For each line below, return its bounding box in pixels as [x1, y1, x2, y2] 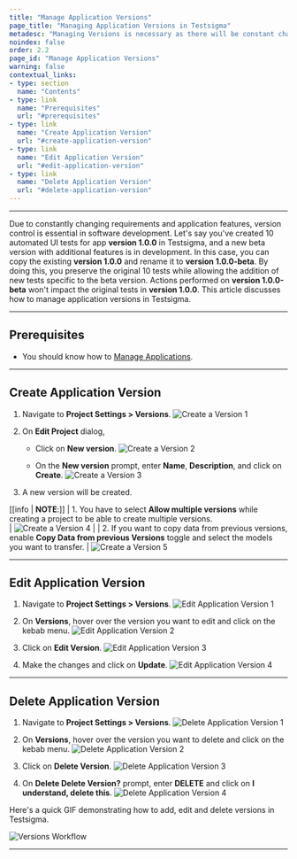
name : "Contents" [17, 87, 81, 96]
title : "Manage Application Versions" [9, 12, 152, 22]
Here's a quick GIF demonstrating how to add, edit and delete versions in [9, 805, 275, 816]
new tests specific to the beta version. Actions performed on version [9, 275, 261, 285]
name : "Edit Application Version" [17, 152, 144, 162]
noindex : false [9, 37, 65, 47]
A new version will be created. [21, 486, 133, 497]
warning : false [9, 63, 65, 72]
